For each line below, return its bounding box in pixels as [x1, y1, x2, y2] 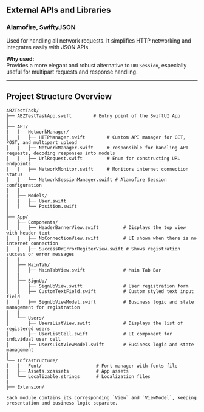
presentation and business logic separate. [6, 400, 118, 406]
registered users [6, 325, 50, 332]
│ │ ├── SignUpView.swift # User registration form [6, 283, 189, 289]
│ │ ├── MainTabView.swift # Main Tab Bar [6, 267, 162, 273]
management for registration [6, 304, 80, 311]
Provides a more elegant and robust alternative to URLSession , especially [6, 61, 187, 69]
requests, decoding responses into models [6, 150, 115, 156]
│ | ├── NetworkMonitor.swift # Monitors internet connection [6, 166, 189, 172]
